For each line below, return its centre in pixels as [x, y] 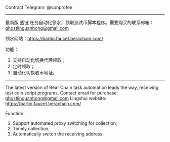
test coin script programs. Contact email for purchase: [62, 93]
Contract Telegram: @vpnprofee [39, 7]
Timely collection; [31, 129]
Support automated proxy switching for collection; [65, 123]
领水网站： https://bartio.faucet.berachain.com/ [54, 38]
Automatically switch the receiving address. [58, 134]
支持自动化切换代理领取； [39, 60]
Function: [15, 113]
